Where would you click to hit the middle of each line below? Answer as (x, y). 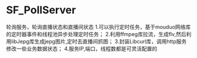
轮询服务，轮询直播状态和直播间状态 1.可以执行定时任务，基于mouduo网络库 (98, 27)
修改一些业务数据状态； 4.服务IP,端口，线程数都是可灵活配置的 (82, 48)
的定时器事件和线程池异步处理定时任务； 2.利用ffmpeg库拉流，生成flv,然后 (96, 34)
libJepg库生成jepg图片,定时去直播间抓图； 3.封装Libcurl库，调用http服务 (99, 41)
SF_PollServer (41, 10)
